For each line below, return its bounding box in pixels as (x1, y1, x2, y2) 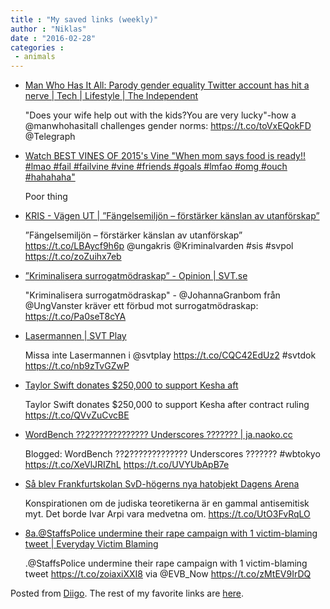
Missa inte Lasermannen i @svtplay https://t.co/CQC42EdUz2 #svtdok (24, 349, 317, 361)
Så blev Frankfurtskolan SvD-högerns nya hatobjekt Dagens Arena (24, 478, 300, 490)
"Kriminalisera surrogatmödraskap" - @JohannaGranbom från (24, 289, 281, 301)
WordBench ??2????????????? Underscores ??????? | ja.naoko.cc (24, 429, 293, 441)
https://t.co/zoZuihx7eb (24, 251, 122, 263)
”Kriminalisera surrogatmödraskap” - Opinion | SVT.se (24, 270, 248, 282)
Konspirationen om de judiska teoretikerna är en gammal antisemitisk (24, 497, 310, 510)
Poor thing (24, 191, 68, 203)
